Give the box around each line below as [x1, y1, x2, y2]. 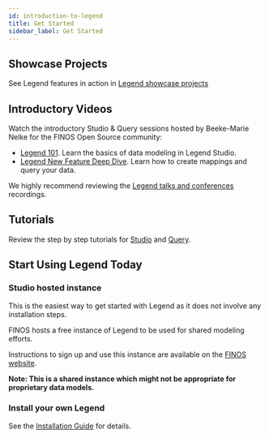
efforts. [8, 333, 33, 343]
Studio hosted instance [8, 282, 102, 294]
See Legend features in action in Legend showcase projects [8, 79, 209, 88]
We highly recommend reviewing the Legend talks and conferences [8, 181, 234, 191]
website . [8, 358, 37, 367]
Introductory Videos [8, 102, 113, 116]
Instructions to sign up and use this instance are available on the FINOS [8, 350, 247, 359]
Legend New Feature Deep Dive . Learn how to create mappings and [19, 157, 247, 166]
